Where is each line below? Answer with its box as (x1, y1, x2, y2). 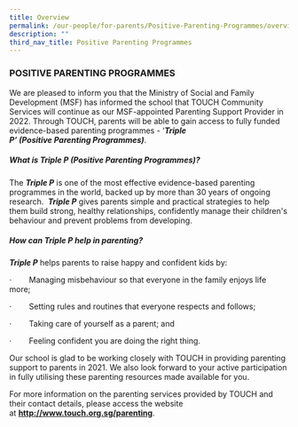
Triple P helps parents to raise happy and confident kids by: (9, 257, 228, 268)
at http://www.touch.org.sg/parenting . (9, 407, 155, 418)
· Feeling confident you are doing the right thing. (9, 336, 201, 346)
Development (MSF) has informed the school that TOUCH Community (9, 97, 264, 107)
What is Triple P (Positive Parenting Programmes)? (9, 154, 201, 165)
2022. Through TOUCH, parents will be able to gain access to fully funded (9, 115, 281, 126)
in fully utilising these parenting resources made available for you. (9, 372, 250, 383)
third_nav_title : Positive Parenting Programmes (9, 37, 192, 47)
